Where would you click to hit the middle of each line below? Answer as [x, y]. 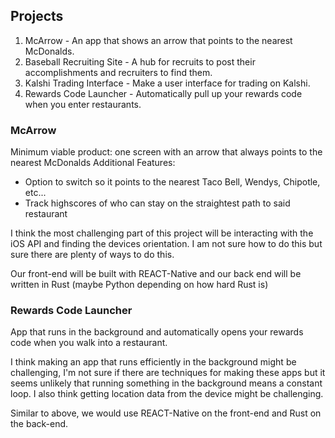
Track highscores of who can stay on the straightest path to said [157, 203]
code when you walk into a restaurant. [89, 343]
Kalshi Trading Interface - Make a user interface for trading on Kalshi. [167, 83]
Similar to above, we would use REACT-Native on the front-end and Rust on [166, 413]
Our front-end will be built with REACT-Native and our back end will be [156, 274]
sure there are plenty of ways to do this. [92, 255]
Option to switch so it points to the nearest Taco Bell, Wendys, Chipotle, [172, 182]
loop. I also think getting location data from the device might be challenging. [167, 394]
